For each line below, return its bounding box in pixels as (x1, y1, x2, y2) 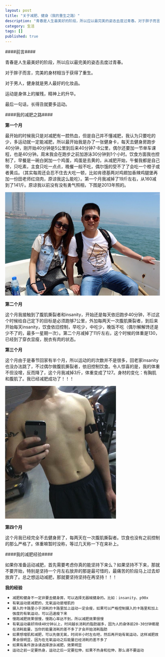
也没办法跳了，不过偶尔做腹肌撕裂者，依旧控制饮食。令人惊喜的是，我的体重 (5, 363, 160, 370)
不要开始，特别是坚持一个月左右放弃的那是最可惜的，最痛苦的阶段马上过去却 (5, 568, 160, 574)
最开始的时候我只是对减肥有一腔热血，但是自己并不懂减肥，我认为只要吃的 (5, 133, 156, 138)
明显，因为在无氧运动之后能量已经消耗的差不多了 (23, 637, 108, 643)
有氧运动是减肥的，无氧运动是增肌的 (12, 601, 75, 606)
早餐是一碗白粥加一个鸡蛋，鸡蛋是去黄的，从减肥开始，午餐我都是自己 (18, 157, 160, 163)
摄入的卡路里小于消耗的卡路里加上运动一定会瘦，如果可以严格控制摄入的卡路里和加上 (12, 606, 159, 611)
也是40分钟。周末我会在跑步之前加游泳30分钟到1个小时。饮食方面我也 (13, 151, 156, 157)
